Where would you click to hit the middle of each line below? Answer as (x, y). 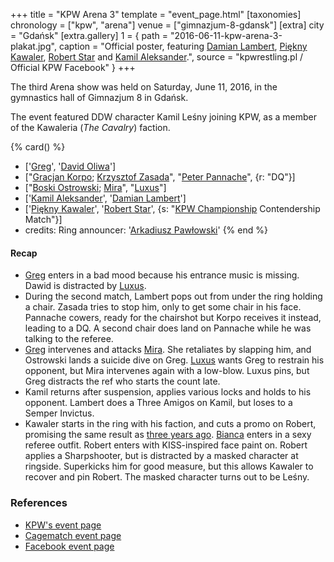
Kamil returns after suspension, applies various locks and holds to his (168, 392)
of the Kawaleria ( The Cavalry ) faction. (90, 127)
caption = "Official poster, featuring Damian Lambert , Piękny (183, 46)
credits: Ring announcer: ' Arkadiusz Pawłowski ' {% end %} (146, 230)
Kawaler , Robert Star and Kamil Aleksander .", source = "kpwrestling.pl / (157, 57)
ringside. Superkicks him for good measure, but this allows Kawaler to (169, 466)
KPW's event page (63, 525)
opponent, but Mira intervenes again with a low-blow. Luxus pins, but (167, 371)
